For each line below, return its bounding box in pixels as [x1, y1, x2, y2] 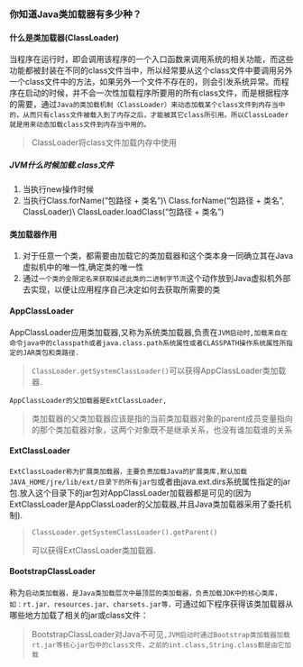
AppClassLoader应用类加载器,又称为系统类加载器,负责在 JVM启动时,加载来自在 [9, 326, 289, 337]
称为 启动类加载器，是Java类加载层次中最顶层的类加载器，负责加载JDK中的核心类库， [9, 587, 282, 598]
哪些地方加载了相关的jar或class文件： [9, 609, 149, 620]
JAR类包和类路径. [22, 348, 79, 357]
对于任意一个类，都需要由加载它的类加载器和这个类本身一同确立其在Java [22, 251, 294, 261]
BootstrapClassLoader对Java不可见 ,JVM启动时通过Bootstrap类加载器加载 [31, 628, 290, 639]
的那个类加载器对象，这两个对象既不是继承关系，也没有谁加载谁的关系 [31, 424, 293, 434]
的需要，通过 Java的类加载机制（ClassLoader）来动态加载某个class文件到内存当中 [9, 99, 286, 110]
